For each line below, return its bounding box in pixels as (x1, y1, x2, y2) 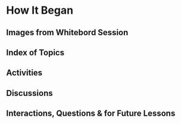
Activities (6, 68, 43, 78)
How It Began (6, 4, 73, 17)
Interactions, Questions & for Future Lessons (6, 108, 176, 119)
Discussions (6, 88, 53, 98)
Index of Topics (6, 47, 64, 57)
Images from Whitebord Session (6, 27, 129, 38)
